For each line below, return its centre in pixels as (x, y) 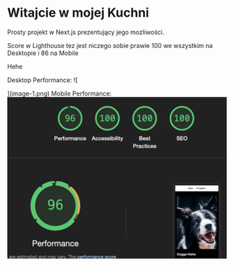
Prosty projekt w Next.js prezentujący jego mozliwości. (86, 32)
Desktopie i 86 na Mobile (43, 53)
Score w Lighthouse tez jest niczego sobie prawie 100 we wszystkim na (110, 45)
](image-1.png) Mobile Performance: (60, 93)
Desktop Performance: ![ (42, 80)
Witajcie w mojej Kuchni (78, 13)
